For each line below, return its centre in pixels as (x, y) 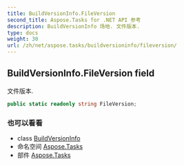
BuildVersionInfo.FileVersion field (81, 73)
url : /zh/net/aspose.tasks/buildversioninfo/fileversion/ (92, 45)
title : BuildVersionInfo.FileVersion (61, 13)
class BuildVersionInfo (49, 138)
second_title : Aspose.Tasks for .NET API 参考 (74, 20)
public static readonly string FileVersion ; (72, 104)
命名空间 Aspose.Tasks (50, 146)
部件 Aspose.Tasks (44, 155)
